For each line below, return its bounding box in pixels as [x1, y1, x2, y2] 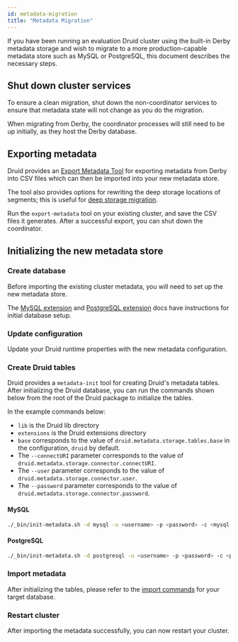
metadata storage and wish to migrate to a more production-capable [7, 44, 208, 52]
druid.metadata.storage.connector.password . [17, 489, 150, 497]
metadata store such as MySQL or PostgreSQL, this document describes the [7, 51, 230, 60]
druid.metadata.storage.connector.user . [17, 474, 137, 482]
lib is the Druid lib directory [17, 421, 100, 430]
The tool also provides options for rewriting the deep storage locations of [7, 188, 221, 197]
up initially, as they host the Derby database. [7, 127, 137, 135]
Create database [7, 266, 66, 276]
